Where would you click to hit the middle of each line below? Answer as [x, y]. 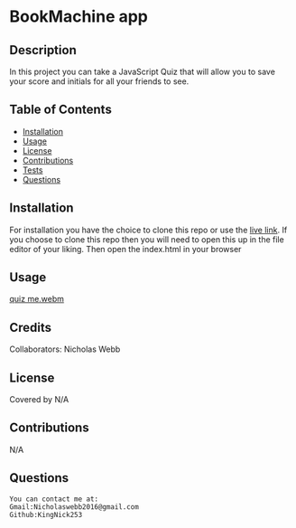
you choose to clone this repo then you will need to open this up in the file [147, 239]
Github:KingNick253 [46, 514]
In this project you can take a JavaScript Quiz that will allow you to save [142, 71]
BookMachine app [79, 17]
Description [43, 50]
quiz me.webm [37, 299]
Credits [31, 327]
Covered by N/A [39, 400]
